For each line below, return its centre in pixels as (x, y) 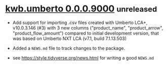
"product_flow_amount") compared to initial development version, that (86, 33)
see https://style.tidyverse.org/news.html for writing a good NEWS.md (83, 57)
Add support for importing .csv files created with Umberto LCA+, (80, 22)
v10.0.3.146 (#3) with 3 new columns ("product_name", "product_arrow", (88, 27)
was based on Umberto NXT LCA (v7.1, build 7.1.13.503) (69, 38)
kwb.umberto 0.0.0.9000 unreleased (81, 9)
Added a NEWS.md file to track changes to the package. (69, 48)
